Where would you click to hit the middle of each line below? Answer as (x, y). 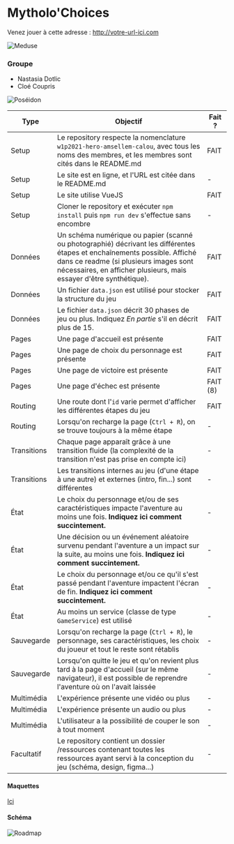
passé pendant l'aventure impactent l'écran (128, 583)
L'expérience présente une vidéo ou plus (123, 698)
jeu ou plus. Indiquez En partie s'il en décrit (127, 319)
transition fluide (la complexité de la (115, 451)
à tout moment (80, 730)
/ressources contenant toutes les (111, 750)
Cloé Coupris (36, 86)
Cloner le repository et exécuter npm (115, 206)
